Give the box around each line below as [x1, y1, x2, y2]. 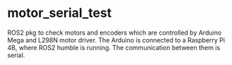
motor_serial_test [7, 5, 112, 21]
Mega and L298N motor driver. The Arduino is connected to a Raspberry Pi [7, 35, 226, 44]
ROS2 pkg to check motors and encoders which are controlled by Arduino [7, 28, 222, 37]
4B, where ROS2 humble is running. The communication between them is [7, 43, 221, 52]
